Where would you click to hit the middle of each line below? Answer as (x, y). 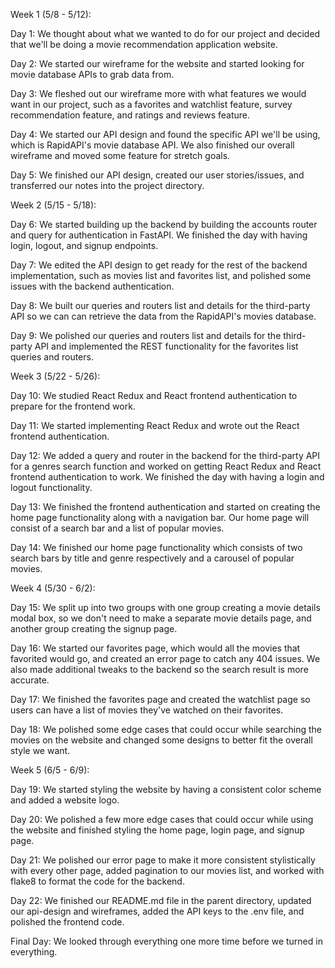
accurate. (30, 680)
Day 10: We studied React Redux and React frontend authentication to (154, 395)
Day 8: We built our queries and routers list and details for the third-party (160, 305)
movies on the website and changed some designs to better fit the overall (161, 740)
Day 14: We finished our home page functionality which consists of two (156, 547)
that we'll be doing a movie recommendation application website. (144, 44)
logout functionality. (51, 487)
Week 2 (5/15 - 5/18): (53, 205)
